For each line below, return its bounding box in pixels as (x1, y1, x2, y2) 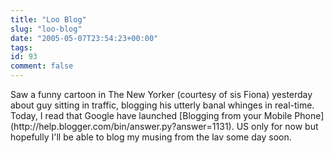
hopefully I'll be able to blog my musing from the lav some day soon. (10, 131, 292, 143)
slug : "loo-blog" (10, 24, 83, 34)
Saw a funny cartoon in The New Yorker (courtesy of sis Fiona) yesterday (10, 89, 313, 100)
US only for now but (236, 121, 319, 132)
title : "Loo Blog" (10, 14, 87, 25)
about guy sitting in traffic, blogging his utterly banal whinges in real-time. (10, 99, 315, 111)
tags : (10, 42, 33, 53)
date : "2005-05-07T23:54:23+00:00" (10, 33, 159, 43)
